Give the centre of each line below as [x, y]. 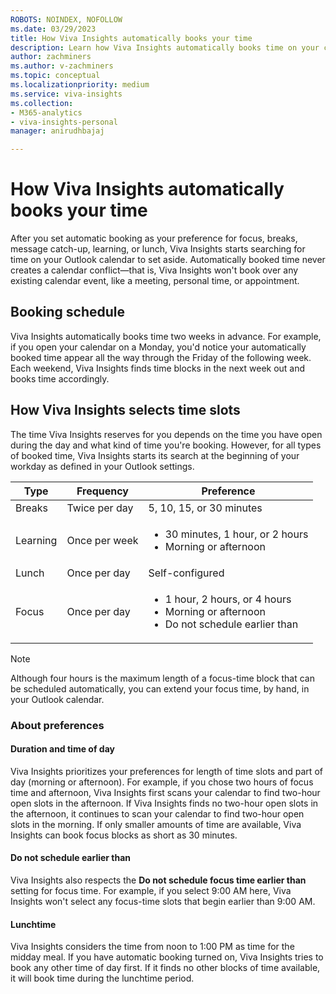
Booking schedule [68, 312]
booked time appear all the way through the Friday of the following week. [161, 357]
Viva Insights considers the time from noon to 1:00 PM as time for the [152, 947]
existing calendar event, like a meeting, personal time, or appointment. [155, 281]
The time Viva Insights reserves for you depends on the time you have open [166, 434]
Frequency [102, 491]
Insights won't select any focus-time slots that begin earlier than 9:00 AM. [163, 902]
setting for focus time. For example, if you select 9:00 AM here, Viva [151, 891]
